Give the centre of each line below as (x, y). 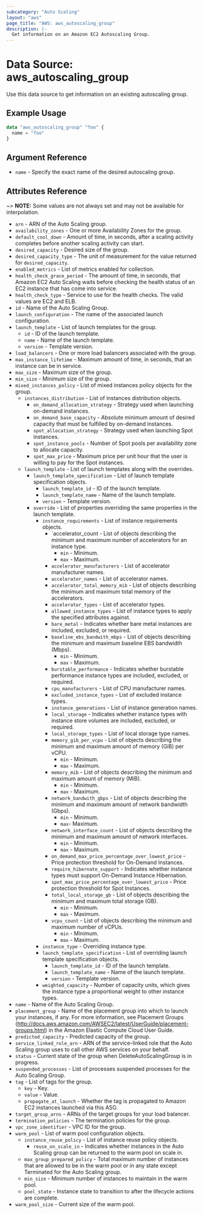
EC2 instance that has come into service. (66, 288)
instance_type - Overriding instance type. (94, 946)
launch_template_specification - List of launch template (104, 476)
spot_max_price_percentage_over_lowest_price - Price (119, 882)
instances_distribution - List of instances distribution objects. (103, 398)
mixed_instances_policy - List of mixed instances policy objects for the (104, 385)
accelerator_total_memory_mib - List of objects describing (124, 585)
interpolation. (23, 212)
